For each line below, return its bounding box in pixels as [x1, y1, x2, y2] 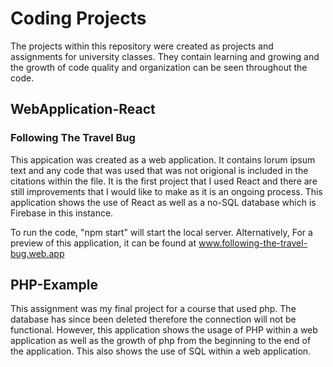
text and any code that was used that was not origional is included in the [10, 164, 309, 176]
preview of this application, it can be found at [10, 237, 197, 249]
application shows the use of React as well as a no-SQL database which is [10, 196, 317, 208]
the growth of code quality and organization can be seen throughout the [10, 61, 308, 73]
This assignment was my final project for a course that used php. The [10, 303, 297, 315]
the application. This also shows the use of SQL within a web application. [10, 345, 312, 357]
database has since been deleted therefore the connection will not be [10, 313, 297, 326]
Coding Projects [10, 7, 147, 30]
